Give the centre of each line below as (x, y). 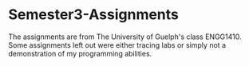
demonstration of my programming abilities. (80, 53)
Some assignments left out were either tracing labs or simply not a (117, 45)
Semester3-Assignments (94, 15)
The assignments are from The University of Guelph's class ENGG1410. (125, 37)
